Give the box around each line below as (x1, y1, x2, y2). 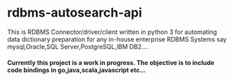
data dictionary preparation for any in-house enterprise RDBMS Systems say (7, 35, 227, 43)
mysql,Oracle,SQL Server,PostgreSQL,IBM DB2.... (7, 42, 149, 51)
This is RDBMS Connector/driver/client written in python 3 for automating (7, 28, 217, 36)
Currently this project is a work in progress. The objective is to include (7, 58, 214, 66)
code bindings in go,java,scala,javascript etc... (7, 66, 146, 74)
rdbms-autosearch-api (7, 5, 143, 21)
